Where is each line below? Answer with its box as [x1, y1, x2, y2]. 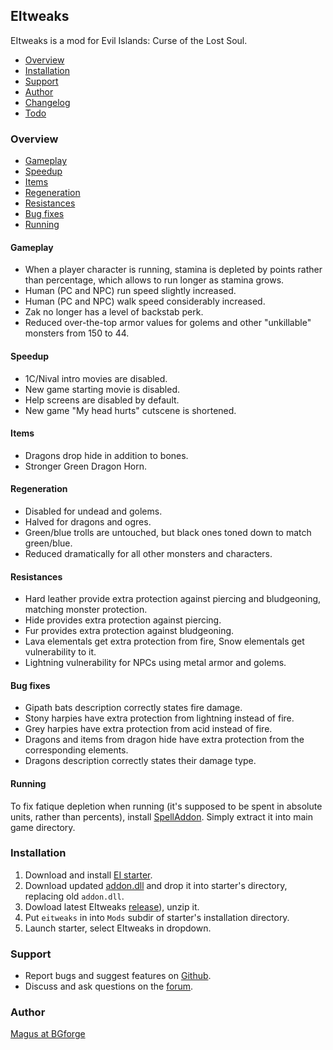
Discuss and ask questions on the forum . [24, 980, 194, 993]
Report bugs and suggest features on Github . [24, 970, 212, 982]
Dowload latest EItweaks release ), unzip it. [24, 900, 200, 913]
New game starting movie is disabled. [24, 383, 181, 395]
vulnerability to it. [24, 646, 97, 658]
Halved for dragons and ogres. [24, 515, 152, 528]
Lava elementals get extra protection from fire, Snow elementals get [24, 635, 305, 648]
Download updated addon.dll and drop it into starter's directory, [24, 879, 288, 891]
